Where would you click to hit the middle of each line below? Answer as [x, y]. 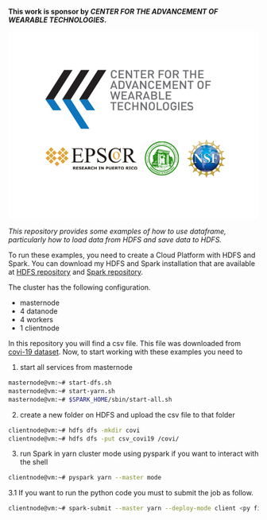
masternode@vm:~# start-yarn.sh [62, 391]
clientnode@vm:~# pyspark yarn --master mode [85, 478]
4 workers [37, 320]
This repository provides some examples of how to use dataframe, [117, 231]
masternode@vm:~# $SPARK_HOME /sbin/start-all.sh [90, 399]
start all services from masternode [76, 367]
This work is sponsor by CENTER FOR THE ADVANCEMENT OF [113, 12]
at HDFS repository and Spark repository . [76, 272]
